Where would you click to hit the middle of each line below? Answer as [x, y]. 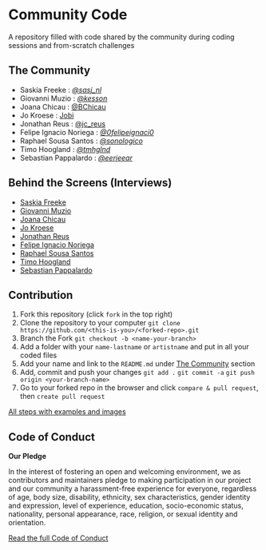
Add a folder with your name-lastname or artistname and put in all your [134, 347]
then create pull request [62, 397]
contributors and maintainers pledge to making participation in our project [130, 480]
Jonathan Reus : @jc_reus [63, 124]
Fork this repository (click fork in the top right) [96, 314]
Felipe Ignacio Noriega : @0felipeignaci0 [87, 132]
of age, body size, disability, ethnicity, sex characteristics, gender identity [129, 497]
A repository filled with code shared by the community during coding [121, 37]
